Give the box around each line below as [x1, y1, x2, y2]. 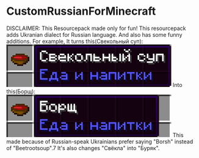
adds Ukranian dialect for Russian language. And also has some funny [6, 31, 183, 38]
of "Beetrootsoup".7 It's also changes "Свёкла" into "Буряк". [6, 144, 160, 151]
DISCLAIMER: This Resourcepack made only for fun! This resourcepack [6, 24, 186, 32]
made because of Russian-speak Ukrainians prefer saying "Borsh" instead [6, 138, 194, 145]
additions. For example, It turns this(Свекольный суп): [6, 37, 143, 45]
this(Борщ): [6, 88, 35, 95]
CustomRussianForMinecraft [6, 4, 156, 18]
